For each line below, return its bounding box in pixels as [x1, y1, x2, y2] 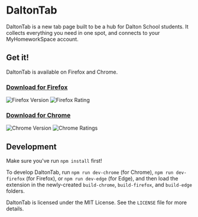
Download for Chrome [6, 111, 71, 119]
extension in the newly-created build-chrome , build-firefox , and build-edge [6, 181, 192, 189]
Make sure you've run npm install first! [6, 157, 102, 165]
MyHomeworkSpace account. [6, 35, 79, 42]
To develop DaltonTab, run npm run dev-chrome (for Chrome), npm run [6, 169, 174, 176]
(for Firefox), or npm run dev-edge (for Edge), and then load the [26, 175, 178, 182]
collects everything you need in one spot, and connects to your [6, 29, 160, 36]
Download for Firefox [6, 83, 68, 91]
